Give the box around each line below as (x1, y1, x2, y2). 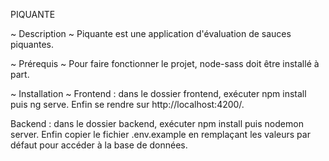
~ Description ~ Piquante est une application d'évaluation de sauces (10, 28, 292, 39)
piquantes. (10, 39, 54, 50)
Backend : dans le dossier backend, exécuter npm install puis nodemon (10, 118, 304, 129)
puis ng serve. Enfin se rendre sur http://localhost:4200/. (10, 99, 245, 110)
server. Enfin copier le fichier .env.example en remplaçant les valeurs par (10, 129, 311, 140)
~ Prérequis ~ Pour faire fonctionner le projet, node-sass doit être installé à (10, 58, 320, 69)
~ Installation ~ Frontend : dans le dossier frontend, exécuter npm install (10, 88, 307, 99)
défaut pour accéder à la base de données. (10, 139, 188, 151)
